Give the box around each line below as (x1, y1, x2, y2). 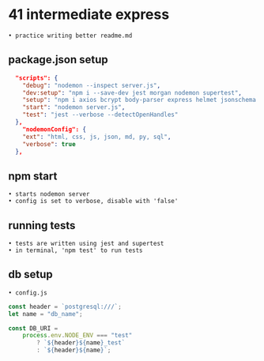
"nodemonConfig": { (22, 125, 87, 133)
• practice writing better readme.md (8, 32, 133, 39)
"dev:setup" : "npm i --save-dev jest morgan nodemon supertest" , (22, 88, 243, 96)
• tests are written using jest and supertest (8, 239, 164, 247)
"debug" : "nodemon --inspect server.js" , (22, 81, 160, 89)
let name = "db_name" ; (8, 310, 83, 318)
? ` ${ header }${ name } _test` (36, 339, 126, 347)
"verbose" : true (22, 140, 77, 148)
